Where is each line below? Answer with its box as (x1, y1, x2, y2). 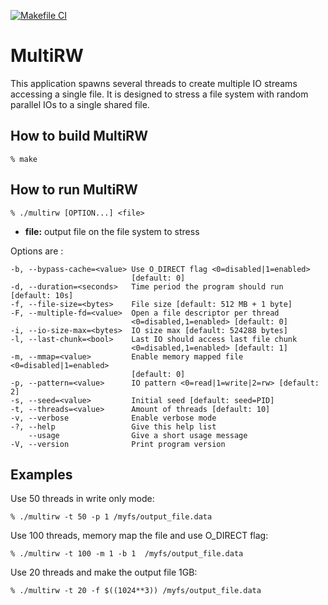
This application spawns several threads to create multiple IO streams (10, 77, 298, 89)
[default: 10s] (10, 290, 74, 300)
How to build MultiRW (10, 128, 148, 145)
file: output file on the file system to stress (24, 225, 200, 237)
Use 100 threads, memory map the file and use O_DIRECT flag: (10, 530, 269, 542)
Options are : (10, 245, 64, 257)
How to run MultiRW (10, 181, 138, 199)
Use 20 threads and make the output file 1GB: (10, 566, 198, 579)
